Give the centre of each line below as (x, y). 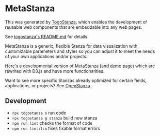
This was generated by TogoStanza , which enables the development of (76, 22)
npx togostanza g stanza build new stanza (55, 118)
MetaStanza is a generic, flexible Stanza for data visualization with (71, 46)
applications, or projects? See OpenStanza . (48, 85)
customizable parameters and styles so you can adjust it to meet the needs (80, 51)
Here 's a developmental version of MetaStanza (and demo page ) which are (80, 66)
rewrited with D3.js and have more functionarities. (55, 71)
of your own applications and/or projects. (46, 56)
